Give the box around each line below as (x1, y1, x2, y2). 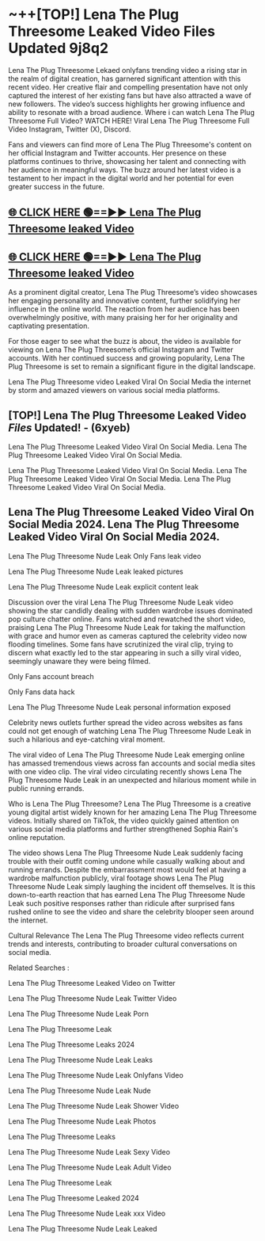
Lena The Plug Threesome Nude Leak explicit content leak (8, 582, 199, 591)
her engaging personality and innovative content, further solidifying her (8, 296, 241, 306)
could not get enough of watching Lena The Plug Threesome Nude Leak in (8, 726, 252, 735)
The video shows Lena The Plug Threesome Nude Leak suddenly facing (8, 848, 244, 857)
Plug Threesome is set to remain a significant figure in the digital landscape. (8, 362, 256, 372)
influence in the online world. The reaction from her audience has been (8, 304, 240, 314)
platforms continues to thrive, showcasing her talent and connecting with (8, 156, 247, 166)
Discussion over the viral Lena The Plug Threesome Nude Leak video (8, 597, 233, 607)
